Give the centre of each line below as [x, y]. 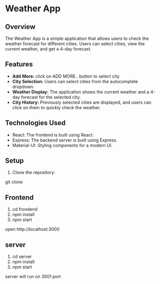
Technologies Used [35, 123]
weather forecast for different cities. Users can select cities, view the [75, 44]
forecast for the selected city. [51, 97]
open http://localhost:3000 [32, 229]
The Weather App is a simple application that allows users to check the [77, 38]
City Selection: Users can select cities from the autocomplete [75, 81]
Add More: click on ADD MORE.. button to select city [66, 76]
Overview [20, 27]
